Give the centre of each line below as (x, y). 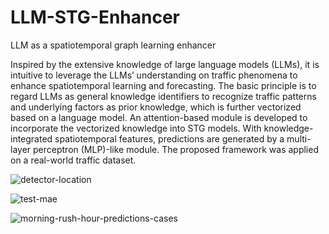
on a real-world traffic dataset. (73, 160)
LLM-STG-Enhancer (95, 17)
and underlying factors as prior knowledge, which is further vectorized (156, 107)
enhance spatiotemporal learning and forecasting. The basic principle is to (163, 85)
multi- (299, 138)
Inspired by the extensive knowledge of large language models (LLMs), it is (165, 64)
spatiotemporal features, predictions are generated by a (169, 138)
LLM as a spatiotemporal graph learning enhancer (113, 45)
